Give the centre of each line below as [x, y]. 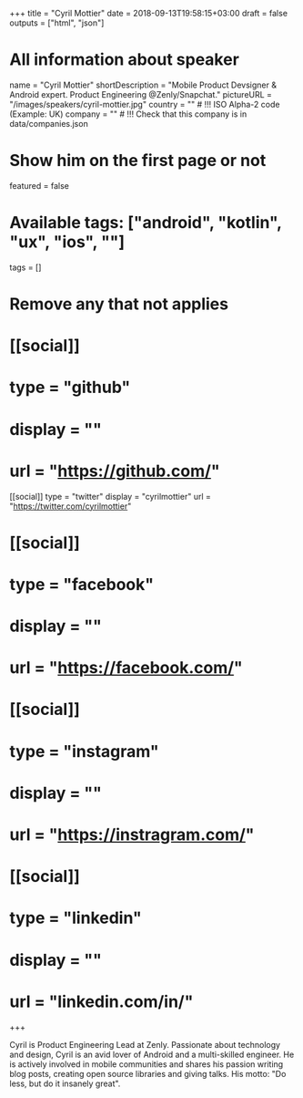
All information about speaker [124, 60]
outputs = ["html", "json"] [57, 23]
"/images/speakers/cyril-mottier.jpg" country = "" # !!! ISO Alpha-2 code [145, 104]
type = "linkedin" [76, 918]
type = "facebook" [82, 584]
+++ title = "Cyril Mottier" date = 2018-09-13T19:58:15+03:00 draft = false [149, 13]
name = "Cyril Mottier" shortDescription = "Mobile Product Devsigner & [143, 85]
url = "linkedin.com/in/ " [101, 1001]
